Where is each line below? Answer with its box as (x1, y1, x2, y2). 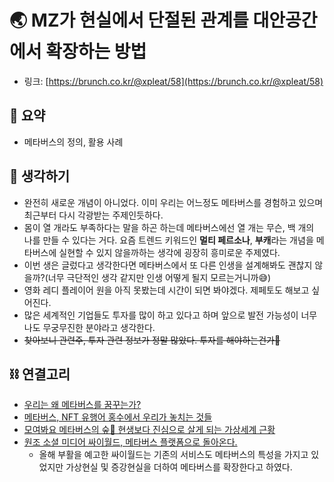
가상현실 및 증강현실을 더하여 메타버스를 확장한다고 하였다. (65, 461, 293, 473)
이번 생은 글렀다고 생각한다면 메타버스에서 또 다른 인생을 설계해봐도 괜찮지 (23, 259, 313, 271)
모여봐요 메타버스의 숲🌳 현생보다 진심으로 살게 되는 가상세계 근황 (23, 424, 276, 436)
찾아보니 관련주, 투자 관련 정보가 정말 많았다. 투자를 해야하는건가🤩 (23, 334, 281, 346)
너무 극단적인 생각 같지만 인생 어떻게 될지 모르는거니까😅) (47, 271, 272, 283)
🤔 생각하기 (9, 168, 71, 185)
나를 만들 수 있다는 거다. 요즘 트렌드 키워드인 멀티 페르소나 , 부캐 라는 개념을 (23, 234, 314, 246)
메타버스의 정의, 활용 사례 (23, 136, 124, 148)
